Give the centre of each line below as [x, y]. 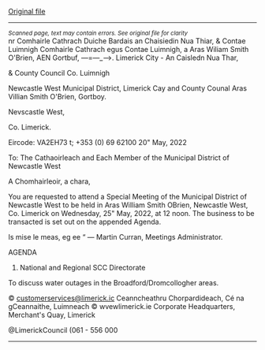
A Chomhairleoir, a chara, [49, 181]
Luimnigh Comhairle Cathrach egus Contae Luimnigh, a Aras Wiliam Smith [129, 49]
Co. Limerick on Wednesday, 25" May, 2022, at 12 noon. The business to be [131, 213]
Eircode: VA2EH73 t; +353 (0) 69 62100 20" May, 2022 [97, 142]
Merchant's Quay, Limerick [52, 315]
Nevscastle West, [37, 112]
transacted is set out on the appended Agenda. [85, 222]
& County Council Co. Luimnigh [59, 73]
